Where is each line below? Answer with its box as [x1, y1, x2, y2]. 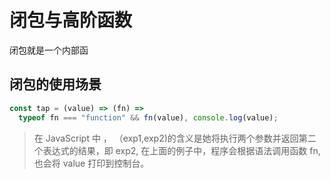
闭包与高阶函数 [9, 9, 133, 32]
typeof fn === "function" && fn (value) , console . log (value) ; [18, 112, 279, 123]
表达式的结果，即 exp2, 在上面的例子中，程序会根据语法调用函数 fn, [42, 144, 321, 156]
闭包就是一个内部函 [9, 44, 89, 56]
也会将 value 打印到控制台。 [33, 157, 150, 169]
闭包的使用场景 [9, 76, 102, 93]
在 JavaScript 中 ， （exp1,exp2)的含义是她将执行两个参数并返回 [33, 132, 299, 144]
